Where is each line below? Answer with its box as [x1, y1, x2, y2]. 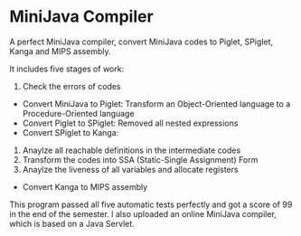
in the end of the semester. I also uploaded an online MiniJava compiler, [9, 208, 277, 219]
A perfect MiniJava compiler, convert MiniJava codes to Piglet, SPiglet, [9, 36, 274, 47]
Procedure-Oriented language [22, 108, 135, 118]
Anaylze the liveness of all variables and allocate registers [22, 164, 239, 175]
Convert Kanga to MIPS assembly [22, 181, 148, 192]
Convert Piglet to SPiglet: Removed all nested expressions [22, 118, 239, 128]
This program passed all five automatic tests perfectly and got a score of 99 [9, 199, 293, 210]
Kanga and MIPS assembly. [9, 45, 111, 56]
